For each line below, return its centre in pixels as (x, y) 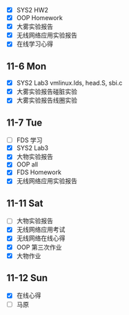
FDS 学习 (29, 140)
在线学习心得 (34, 44)
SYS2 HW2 (32, 10)
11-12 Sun (27, 278)
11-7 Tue (24, 122)
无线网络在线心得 (41, 238)
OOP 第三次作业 (39, 247)
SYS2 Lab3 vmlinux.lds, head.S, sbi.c (69, 83)
